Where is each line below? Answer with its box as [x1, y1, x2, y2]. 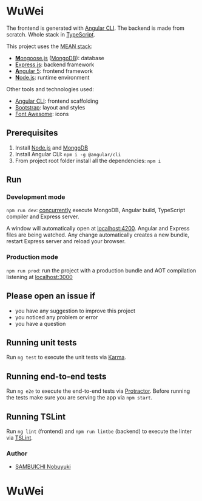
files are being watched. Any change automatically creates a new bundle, [6, 231, 190, 238]
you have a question [15, 320, 66, 327]
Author [6, 449, 28, 457]
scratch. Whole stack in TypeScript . [6, 30, 96, 38]
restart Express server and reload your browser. [6, 238, 126, 245]
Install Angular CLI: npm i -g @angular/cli [15, 150, 121, 157]
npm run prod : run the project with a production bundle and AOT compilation [6, 266, 197, 274]
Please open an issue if [6, 291, 96, 302]
